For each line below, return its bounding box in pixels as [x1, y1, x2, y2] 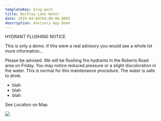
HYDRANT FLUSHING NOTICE [5, 34, 66, 40]
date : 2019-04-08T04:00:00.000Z [5, 16, 70, 21]
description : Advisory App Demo [5, 20, 70, 26]
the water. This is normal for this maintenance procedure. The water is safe [5, 68, 155, 74]
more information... [5, 48, 43, 54]
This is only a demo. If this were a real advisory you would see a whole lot [5, 43, 153, 49]
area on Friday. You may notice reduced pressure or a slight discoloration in [5, 63, 156, 68]
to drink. [5, 73, 22, 79]
